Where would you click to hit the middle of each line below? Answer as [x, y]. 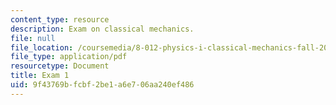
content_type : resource [60, 19]
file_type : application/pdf [69, 57]
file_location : [42, 47]
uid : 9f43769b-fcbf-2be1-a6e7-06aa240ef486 [102, 85]
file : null [33, 38]
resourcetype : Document [60, 66]
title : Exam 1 [40, 76]
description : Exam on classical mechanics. [102, 29]
